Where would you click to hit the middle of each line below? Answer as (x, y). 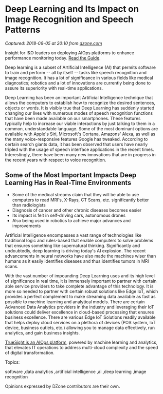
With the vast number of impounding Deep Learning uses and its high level (80, 276)
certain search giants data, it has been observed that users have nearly (76, 144)
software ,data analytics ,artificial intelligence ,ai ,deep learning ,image (76, 372)
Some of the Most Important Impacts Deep (71, 175)
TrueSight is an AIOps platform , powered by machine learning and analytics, (81, 342)
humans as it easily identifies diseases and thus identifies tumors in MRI (77, 261)
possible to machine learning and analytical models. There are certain (75, 302)
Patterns (23, 30)
